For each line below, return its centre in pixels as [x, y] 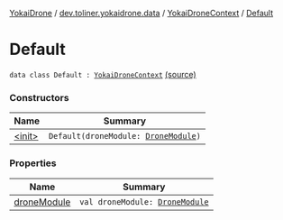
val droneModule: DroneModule [144, 202]
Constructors [39, 97]
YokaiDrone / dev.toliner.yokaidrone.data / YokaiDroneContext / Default [141, 13]
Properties [33, 163]
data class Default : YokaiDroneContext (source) [103, 74]
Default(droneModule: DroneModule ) [124, 136]
